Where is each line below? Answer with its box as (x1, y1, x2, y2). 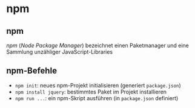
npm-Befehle (6, 66, 58, 76)
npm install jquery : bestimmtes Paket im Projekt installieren (15, 88, 167, 95)
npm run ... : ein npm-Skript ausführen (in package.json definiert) (15, 94, 179, 101)
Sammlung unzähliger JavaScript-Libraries (6, 48, 113, 56)
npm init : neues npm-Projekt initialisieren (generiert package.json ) (15, 81, 182, 89)
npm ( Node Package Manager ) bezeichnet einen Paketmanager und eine (6, 42, 189, 49)
